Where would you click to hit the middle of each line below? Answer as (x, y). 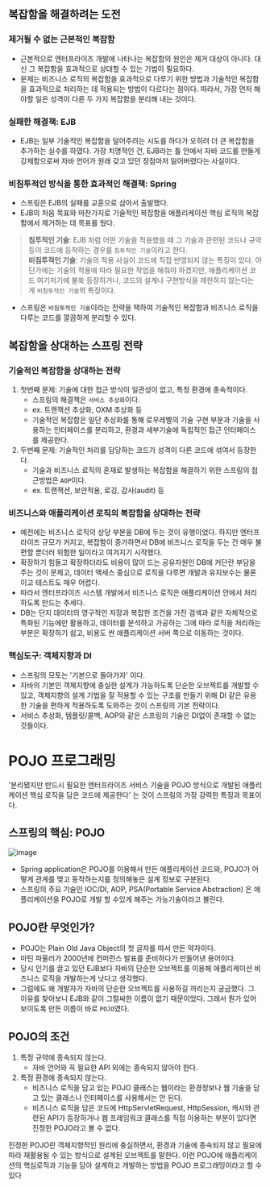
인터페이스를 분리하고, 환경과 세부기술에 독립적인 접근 (138, 430)
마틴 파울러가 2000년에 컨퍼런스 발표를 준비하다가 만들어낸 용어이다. (128, 958)
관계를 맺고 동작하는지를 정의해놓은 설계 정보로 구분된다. (123, 879)
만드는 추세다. (63, 603)
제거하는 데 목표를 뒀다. (78, 223)
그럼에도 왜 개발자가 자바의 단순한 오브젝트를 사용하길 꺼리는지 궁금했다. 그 (137, 989)
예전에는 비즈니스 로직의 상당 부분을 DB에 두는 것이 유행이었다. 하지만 (129, 532)
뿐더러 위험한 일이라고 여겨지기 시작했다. (99, 552)
